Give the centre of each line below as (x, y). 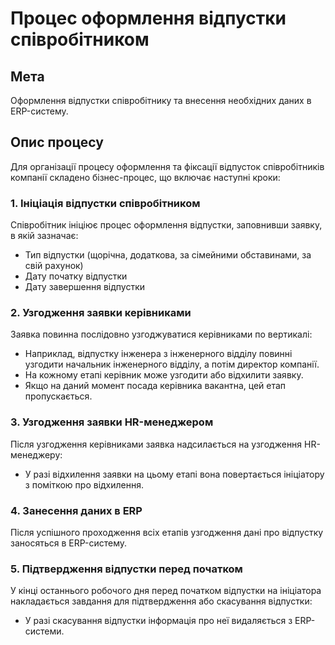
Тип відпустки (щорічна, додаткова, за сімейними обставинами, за (168, 255)
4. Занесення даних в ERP (76, 510)
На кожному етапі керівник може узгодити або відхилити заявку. (164, 375)
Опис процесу (57, 142)
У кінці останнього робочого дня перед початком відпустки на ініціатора (166, 591)
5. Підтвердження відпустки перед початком (126, 569)
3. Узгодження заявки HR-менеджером (112, 422)
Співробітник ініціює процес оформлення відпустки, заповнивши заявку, (166, 225)
